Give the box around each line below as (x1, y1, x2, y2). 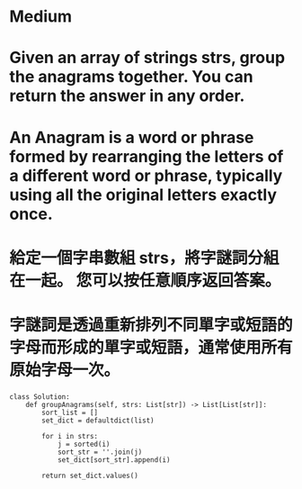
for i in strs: (41, 431, 99, 440)
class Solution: (9, 392, 70, 402)
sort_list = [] (41, 408, 99, 417)
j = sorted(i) (57, 439, 111, 448)
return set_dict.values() (41, 471, 139, 480)
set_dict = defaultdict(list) (41, 416, 155, 425)
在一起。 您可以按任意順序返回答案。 (9, 270, 281, 290)
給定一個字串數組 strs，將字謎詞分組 (9, 248, 280, 267)
